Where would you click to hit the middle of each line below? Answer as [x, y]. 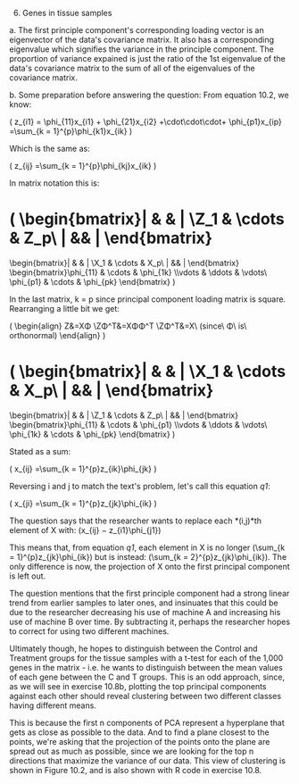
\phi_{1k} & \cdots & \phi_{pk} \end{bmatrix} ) [92, 434]
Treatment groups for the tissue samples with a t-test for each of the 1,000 [146, 658]
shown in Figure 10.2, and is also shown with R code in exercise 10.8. [136, 770]
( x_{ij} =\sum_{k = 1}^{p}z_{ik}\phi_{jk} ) [83, 469]
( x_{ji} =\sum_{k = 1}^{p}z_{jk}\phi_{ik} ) [83, 503]
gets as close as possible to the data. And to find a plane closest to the [139, 732]
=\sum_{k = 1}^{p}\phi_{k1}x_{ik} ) [71, 131]
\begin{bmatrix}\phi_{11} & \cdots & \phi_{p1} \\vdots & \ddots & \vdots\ [138, 424]
